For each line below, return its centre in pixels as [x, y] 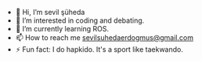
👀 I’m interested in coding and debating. [80, 20]
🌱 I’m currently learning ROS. [62, 29]
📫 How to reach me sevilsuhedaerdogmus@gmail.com [105, 38]
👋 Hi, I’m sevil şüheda [50, 12]
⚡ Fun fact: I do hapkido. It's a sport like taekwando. [99, 49]
